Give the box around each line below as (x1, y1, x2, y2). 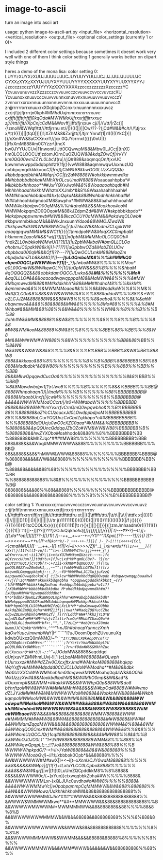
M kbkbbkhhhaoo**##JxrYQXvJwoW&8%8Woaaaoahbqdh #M (5, 182, 130, 188)
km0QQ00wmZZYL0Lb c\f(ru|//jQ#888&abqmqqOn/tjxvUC (5, 156, 122, 162)
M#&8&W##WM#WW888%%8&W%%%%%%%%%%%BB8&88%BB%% (5, 337, 155, 343)
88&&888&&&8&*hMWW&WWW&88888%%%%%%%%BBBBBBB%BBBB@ (5, 451, 158, 457)
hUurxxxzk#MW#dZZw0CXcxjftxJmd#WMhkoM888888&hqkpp (5, 659, 133, 665)
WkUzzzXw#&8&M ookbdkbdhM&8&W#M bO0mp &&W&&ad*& (5, 675, 129, 681)
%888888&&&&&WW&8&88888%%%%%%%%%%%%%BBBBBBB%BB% (5, 456, 156, 462)
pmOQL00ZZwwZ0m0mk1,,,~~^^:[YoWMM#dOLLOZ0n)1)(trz (5, 565, 110, 570)
